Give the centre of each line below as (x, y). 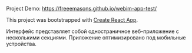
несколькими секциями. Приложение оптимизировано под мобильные (96, 37)
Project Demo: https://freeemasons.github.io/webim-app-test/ (82, 9)
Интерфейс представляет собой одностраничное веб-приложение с (93, 31)
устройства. (21, 44)
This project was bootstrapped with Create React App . (72, 20)
